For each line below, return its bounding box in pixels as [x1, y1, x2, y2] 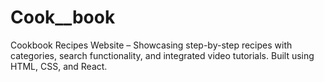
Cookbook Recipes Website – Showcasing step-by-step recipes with [10, 39, 293, 51]
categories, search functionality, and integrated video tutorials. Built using [10, 49, 315, 61]
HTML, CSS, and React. [10, 60, 108, 72]
